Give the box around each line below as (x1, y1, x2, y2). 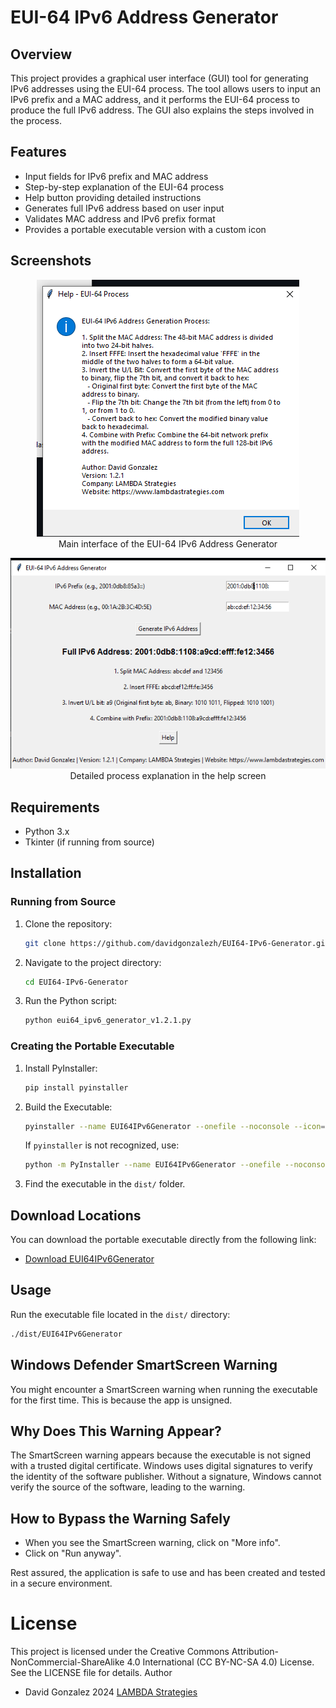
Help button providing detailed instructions (24, 191, 202, 203)
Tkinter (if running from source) (24, 836, 155, 848)
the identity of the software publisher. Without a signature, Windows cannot (10, 1471, 322, 1483)
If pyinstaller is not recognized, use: (24, 1139, 180, 1151)
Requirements (10, 799, 100, 816)
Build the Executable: (24, 1101, 113, 1113)
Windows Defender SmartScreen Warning (10, 1357, 278, 1374)
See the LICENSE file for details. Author (10, 1667, 173, 1679)
